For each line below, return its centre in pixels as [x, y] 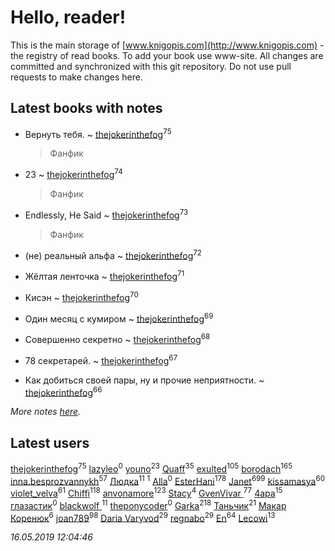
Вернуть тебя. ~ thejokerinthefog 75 [98, 133]
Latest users [50, 442]
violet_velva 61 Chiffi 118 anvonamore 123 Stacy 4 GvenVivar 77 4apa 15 [146, 493]
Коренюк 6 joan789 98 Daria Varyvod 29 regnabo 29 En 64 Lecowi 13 [143, 517]
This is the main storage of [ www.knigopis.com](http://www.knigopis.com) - [167, 45]
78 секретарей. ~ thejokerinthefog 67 [101, 359]
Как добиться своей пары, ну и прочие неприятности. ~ [144, 380]
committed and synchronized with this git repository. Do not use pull [151, 66]
